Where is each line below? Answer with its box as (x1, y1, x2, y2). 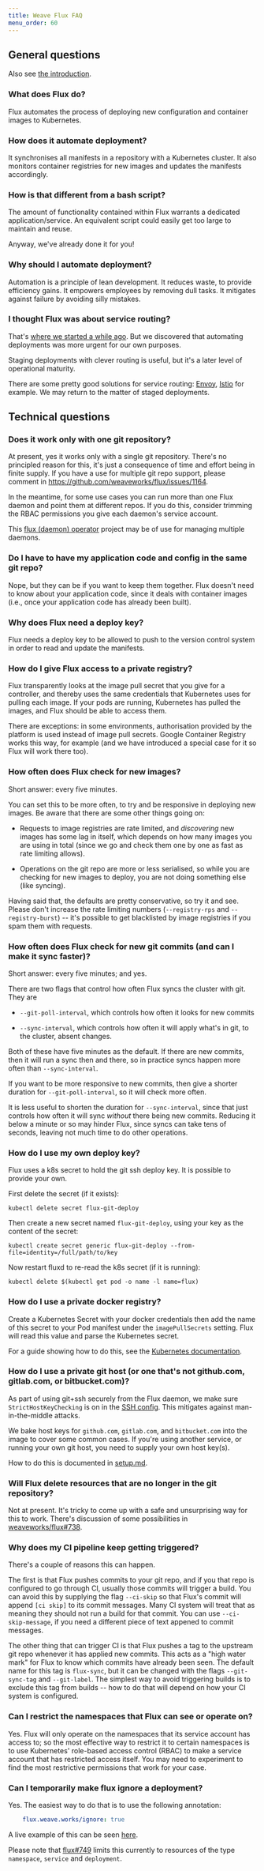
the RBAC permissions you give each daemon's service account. (8, 509, 218, 518)
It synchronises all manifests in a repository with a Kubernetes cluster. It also (8, 152, 257, 162)
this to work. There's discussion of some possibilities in (8, 1514, 188, 1523)
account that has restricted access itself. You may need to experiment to (8, 1754, 244, 1764)
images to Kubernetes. (8, 115, 82, 125)
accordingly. (8, 169, 49, 179)
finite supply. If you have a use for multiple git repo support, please (8, 469, 226, 478)
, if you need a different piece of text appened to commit (50, 1617, 234, 1627)
